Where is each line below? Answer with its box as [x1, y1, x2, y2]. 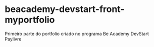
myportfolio [5, 14, 55, 25]
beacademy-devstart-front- [5, 3, 125, 15]
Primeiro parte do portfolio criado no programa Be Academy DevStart [5, 30, 149, 36]
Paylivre [5, 36, 22, 42]
